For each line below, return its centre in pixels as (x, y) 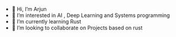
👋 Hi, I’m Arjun (29, 9)
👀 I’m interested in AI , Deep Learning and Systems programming (91, 15)
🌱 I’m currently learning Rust (47, 21)
